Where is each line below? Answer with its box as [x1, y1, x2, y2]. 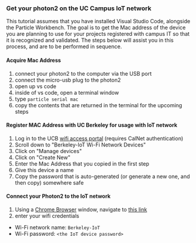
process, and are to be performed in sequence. [6, 43, 122, 50]
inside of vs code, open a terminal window [14, 89, 119, 96]
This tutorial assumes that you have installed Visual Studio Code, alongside [6, 18, 191, 25]
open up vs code [14, 82, 57, 90]
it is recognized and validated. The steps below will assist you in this [6, 37, 174, 44]
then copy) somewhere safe [14, 179, 84, 186]
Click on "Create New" [14, 154, 70, 161]
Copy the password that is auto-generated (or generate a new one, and [14, 173, 191, 180]
